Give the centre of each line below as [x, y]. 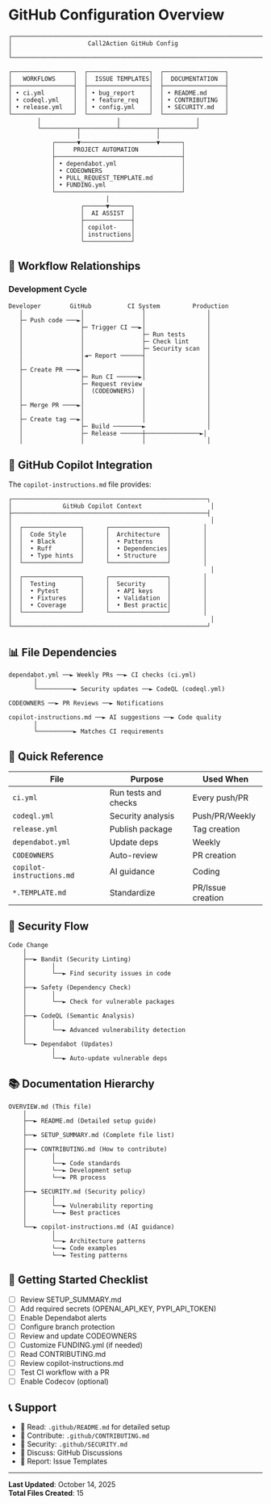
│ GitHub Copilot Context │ [112, 507]
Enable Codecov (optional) [64, 1382]
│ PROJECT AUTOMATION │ [118, 150]
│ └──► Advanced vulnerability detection [104, 1030]
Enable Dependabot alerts [63, 1317]
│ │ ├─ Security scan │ [115, 348]
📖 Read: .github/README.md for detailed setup [95, 1426]
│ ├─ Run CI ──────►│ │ [115, 377]
